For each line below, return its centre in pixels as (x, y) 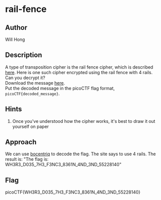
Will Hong (15, 39)
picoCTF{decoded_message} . (32, 94)
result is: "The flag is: (27, 159)
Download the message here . (35, 83)
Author (16, 28)
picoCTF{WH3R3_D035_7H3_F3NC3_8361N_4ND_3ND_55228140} (73, 192)
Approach (21, 142)
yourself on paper (30, 126)
